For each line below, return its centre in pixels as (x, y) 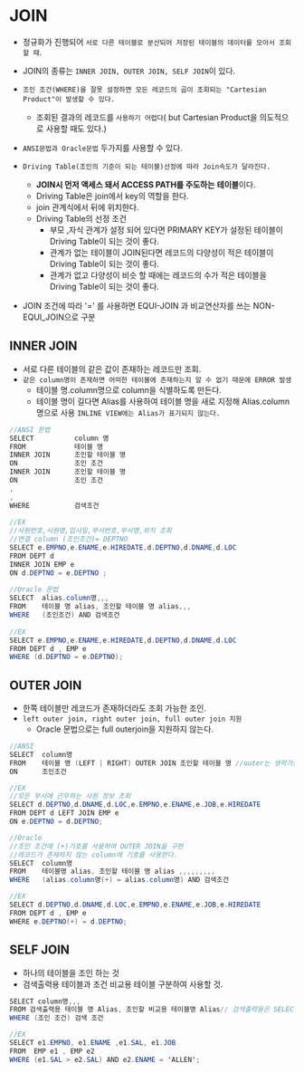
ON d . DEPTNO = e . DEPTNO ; (58, 573)
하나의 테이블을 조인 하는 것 (71, 972)
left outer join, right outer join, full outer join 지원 (132, 719)
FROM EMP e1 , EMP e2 (52, 1051)
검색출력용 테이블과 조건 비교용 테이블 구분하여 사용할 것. (123, 984)
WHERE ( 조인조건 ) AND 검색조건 (65, 615)
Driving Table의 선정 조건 (81, 218)
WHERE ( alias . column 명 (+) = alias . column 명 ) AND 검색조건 (119, 880)
